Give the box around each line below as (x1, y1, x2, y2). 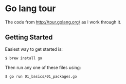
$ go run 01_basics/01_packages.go (5, 74, 77, 79)
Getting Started (5, 33, 53, 42)
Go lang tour (5, 3, 56, 14)
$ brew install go (5, 56, 42, 61)
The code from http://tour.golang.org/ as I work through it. (5, 19, 122, 25)
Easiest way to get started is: (5, 46, 63, 52)
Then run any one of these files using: (5, 64, 81, 70)
